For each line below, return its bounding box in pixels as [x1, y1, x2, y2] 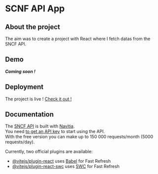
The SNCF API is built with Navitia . [5, 123, 75, 129]
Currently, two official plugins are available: [5, 149, 93, 155]
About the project [5, 23, 61, 31]
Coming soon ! [5, 68, 36, 74]
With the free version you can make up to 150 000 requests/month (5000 [5, 134, 154, 140]
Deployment [5, 83, 44, 91]
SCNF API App [5, 3, 65, 14]
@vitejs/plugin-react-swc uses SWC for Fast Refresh [12, 164, 120, 170]
